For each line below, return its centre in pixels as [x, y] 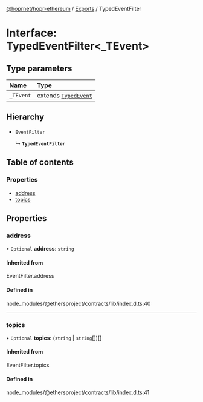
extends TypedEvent [65, 95]
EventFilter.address [30, 276]
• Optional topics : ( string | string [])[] [54, 338]
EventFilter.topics [28, 365]
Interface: [32, 33]
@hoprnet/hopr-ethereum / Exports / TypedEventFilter [74, 9]
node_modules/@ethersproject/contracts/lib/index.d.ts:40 [79, 303]
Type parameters [39, 68]
